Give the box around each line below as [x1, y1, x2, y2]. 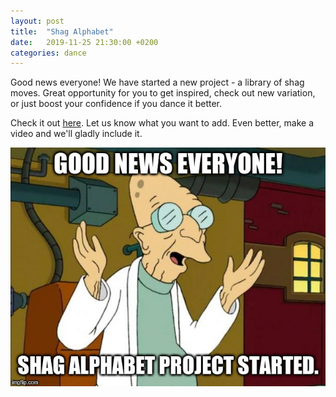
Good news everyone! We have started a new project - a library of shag [10, 76, 305, 89]
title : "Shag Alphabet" [10, 26, 114, 37]
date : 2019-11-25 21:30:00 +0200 [10, 37, 159, 47]
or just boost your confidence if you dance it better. [10, 98, 223, 110]
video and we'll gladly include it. [10, 128, 143, 140]
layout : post [10, 16, 65, 26]
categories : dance [10, 48, 87, 58]
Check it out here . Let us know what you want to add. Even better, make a [10, 117, 314, 129]
